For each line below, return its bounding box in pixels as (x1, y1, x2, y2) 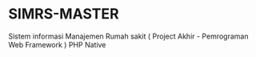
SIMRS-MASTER (8, 5, 119, 23)
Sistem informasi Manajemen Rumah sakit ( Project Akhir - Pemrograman (8, 31, 249, 41)
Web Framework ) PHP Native (8, 39, 106, 49)
